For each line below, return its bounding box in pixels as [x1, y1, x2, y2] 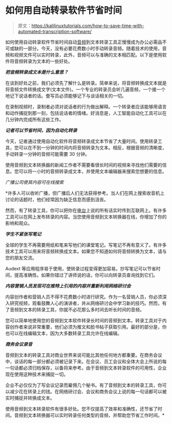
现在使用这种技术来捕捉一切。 [5, 371, 68, 377]
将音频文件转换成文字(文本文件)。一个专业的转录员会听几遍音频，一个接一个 [5, 86, 166, 92]
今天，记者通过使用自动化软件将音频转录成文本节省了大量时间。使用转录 [5, 138, 158, 144]
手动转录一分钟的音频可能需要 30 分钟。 [5, 151, 90, 157]
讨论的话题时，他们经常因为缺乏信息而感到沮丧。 [5, 196, 109, 202]
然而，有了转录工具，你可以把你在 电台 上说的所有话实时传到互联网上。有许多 [5, 207, 167, 213]
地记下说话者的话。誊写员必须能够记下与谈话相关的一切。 [5, 93, 126, 99]
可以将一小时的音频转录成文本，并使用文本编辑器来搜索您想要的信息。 [18, 168, 167, 174]
